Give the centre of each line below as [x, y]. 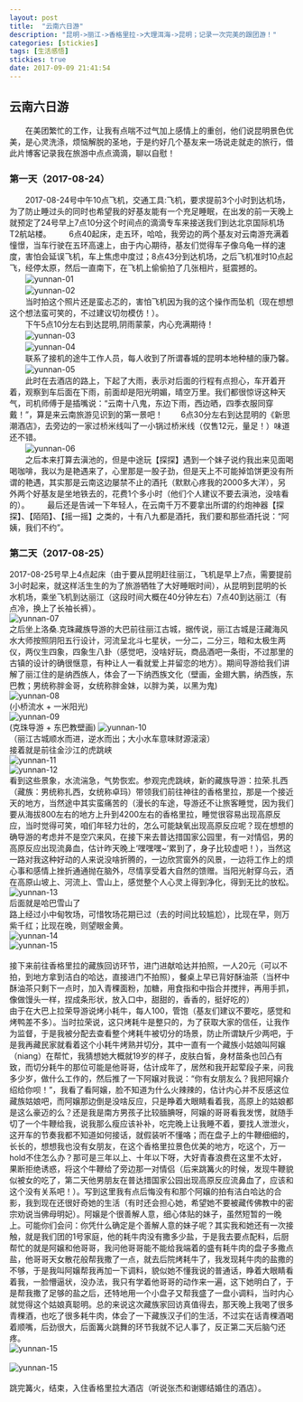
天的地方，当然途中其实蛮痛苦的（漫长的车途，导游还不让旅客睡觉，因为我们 [151, 803]
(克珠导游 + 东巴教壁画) [53, 727]
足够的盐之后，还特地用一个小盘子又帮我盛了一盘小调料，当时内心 [171, 1294]
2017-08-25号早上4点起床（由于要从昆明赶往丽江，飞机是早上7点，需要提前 [151, 575]
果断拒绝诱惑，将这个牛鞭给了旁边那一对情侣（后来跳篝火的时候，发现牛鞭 [147, 1169]
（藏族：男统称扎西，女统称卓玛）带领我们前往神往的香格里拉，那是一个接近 [151, 792]
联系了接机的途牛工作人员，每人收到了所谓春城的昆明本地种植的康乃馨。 [159, 358]
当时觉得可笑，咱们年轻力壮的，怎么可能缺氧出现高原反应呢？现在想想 [155, 826]
